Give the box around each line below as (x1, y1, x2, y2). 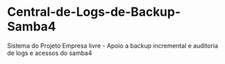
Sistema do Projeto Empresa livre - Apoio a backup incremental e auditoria (7, 41, 219, 50)
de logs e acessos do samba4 (7, 49, 93, 57)
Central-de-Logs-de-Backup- (7, 4, 181, 20)
